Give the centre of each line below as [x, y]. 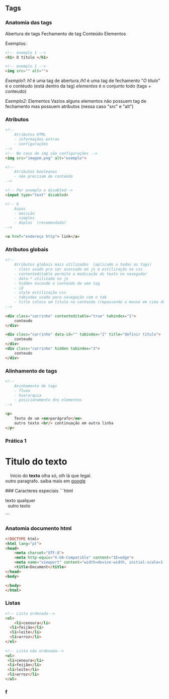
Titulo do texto [36, 462]
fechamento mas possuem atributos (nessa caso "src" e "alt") [69, 107]
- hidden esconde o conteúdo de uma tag [57, 283]
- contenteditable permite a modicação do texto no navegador [81, 274]
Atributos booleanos [36, 172]
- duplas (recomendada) [40, 223]
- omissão [25, 214]
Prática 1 [16, 441]
